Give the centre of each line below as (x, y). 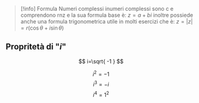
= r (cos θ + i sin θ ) (42, 28)
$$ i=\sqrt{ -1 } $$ (101, 61)
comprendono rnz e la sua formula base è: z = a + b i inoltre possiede (107, 15)
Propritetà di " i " (36, 47)
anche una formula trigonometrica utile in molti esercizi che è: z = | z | (106, 21)
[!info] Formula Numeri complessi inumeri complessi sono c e (97, 9)
